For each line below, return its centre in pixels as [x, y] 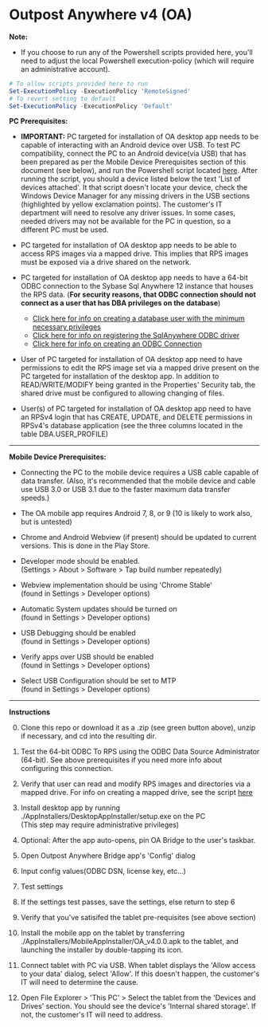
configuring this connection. [67, 769]
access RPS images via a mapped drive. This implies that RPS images [134, 254]
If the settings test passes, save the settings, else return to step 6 [128, 902]
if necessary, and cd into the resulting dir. [89, 736]
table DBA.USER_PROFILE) [64, 434]
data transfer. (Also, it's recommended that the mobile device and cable [138, 481]
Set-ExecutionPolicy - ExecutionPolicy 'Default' [91, 106]
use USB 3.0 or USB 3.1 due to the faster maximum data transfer [125, 490]
